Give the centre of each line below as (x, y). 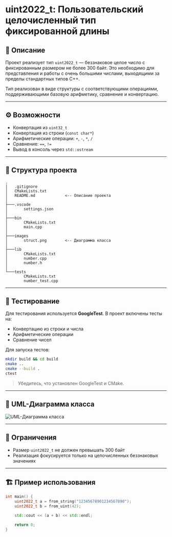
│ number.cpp (26, 258)
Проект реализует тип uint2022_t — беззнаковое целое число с (75, 62)
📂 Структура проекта (41, 170)
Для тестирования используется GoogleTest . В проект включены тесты (84, 313)
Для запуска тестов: (28, 350)
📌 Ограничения (31, 438)
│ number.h (24, 263)
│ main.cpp (24, 227)
